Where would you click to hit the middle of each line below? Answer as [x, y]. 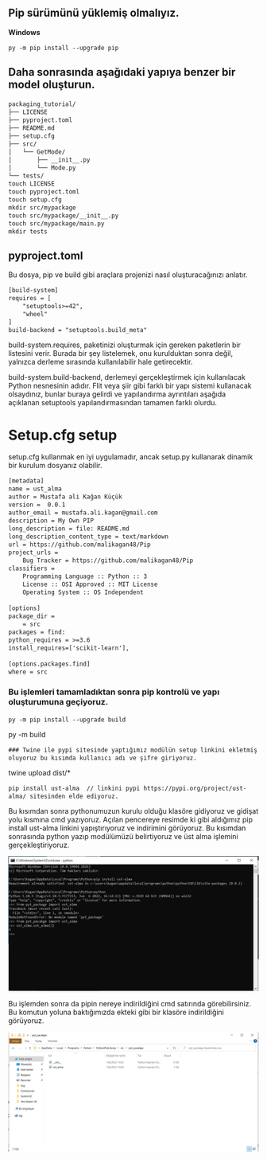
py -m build [27, 734]
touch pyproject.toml [44, 191]
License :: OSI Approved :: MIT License [90, 584]
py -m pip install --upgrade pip [64, 48]
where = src [28, 672]
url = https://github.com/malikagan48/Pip [79, 545]
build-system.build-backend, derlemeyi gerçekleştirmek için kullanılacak [127, 377]
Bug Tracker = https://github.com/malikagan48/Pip [108, 560]
